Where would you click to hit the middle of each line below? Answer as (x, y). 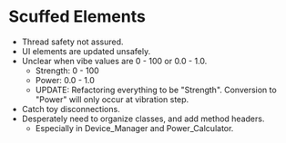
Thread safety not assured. (72, 42)
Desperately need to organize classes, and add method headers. (143, 119)
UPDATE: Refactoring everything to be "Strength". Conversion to (156, 90)
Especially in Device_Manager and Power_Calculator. (134, 128)
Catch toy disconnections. (71, 109)
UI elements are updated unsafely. (86, 51)
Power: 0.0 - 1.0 (65, 80)
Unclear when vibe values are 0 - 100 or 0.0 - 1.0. (114, 61)
